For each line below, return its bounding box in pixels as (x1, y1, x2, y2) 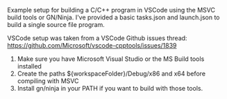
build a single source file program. (7, 21, 106, 28)
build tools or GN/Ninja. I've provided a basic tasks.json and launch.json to (7, 13, 220, 21)
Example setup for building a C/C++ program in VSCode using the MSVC (7, 6, 216, 14)
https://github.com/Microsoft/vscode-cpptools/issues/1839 (7, 42, 177, 49)
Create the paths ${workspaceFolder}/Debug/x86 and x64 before (17, 69, 206, 78)
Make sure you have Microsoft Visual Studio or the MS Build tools (17, 55, 205, 63)
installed (17, 62, 42, 70)
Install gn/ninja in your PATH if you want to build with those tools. (17, 84, 203, 92)
